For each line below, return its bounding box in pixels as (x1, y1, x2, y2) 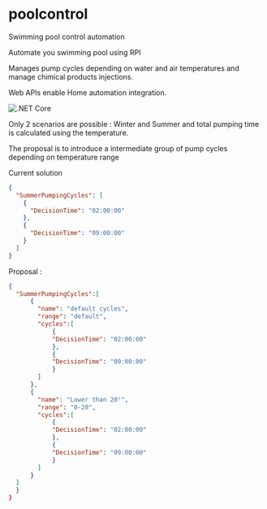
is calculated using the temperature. (8, 128, 129, 137)
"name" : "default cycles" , (37, 305, 129, 313)
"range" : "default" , (37, 312, 107, 321)
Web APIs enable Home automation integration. (8, 87, 167, 98)
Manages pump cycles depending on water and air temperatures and (8, 63, 239, 73)
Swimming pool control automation (8, 32, 125, 41)
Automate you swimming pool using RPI (8, 47, 141, 57)
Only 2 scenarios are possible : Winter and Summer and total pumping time (8, 119, 260, 128)
